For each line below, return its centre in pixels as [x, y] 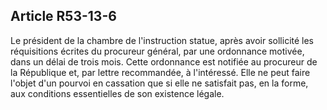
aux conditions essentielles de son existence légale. [117, 93]
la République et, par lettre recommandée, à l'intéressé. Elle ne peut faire [160, 72]
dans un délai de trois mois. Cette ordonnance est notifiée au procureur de [164, 61]
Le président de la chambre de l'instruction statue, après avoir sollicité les [162, 40]
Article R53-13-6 [63, 16]
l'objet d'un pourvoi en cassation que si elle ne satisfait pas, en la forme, [159, 83]
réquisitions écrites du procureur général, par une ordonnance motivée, [157, 51]
